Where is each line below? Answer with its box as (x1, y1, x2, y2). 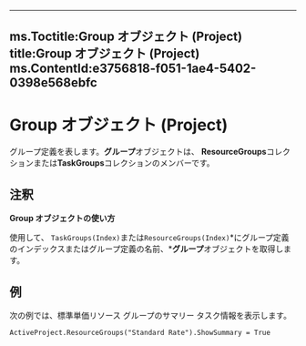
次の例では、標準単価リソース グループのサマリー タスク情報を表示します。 (9, 310, 291, 321)
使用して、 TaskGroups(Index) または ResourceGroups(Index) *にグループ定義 (9, 232, 290, 243)
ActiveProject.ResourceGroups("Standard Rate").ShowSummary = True (9, 328, 271, 337)
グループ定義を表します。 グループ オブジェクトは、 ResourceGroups (9, 147, 267, 158)
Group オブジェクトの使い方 (9, 213, 116, 224)
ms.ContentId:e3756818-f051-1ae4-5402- (9, 61, 257, 76)
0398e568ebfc (9, 75, 97, 91)
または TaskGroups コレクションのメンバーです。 (33, 158, 216, 168)
